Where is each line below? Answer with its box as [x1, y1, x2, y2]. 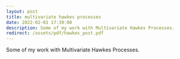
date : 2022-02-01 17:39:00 [6, 19, 72, 25]
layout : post [6, 8, 38, 15]
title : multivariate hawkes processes [6, 14, 101, 20]
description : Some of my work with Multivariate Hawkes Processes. [6, 25, 175, 31]
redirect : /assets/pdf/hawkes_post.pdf [6, 30, 104, 36]
